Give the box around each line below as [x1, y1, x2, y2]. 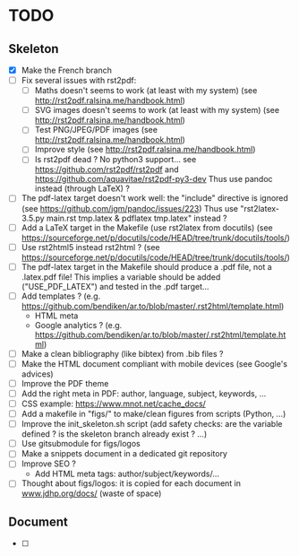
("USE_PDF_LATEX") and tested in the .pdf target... [21, 281, 209, 291]
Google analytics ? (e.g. [34, 319, 123, 330]
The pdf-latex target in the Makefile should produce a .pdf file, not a [21, 261, 272, 272]
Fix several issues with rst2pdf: [21, 75, 137, 86]
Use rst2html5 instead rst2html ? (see [21, 241, 160, 252]
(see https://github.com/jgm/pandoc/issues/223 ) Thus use [21, 203, 239, 213]
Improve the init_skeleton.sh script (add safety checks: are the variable [21, 419, 283, 430]
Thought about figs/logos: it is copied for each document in [21, 478, 242, 489]
